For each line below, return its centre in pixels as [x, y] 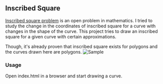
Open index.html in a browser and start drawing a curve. [64, 76]
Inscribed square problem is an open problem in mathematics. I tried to [79, 20]
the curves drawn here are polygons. [44, 52]
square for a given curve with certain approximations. [61, 36]
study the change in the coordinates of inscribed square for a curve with [80, 26]
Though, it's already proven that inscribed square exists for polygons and [82, 46]
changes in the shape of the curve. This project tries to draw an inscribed [82, 31]
